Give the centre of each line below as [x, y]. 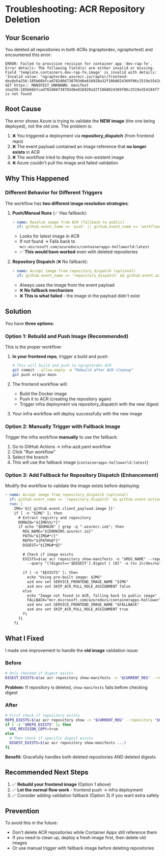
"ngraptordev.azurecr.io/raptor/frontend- [84, 77]
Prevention [22, 811]
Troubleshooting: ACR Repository [75, 9]
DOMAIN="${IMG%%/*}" [39, 522]
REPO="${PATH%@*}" [41, 541]
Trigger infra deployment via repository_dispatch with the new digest [89, 404]
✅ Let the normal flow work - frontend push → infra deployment [78, 790]
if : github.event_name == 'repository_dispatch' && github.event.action [85, 499]
